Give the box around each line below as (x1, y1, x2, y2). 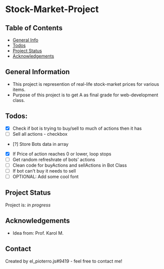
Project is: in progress (5, 202, 51, 208)
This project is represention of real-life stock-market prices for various (12, 81, 159, 87)
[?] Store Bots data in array (12, 141, 69, 147)
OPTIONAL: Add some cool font (12, 174, 79, 180)
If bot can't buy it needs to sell (12, 168, 76, 174)
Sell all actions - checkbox (12, 131, 68, 137)
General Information (5, 68, 70, 76)
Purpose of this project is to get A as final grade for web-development (12, 92, 158, 98)
